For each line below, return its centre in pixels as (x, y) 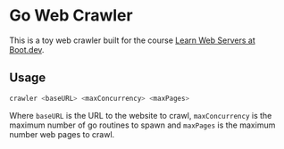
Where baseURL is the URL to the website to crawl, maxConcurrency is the (141, 115)
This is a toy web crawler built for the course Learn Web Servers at (133, 40)
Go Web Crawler (71, 16)
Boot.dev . (27, 49)
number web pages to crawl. (62, 134)
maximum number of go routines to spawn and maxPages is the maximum (142, 125)
